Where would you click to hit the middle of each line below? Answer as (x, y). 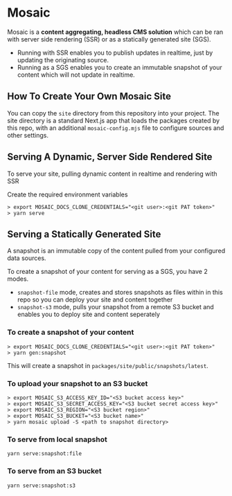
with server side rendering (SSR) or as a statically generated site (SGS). (109, 39)
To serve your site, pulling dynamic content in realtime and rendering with (112, 174)
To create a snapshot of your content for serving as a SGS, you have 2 (107, 272)
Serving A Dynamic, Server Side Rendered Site (110, 157)
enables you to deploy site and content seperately (89, 314)
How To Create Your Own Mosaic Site (89, 97)
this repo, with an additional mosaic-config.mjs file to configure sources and (116, 128)
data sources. (27, 258)
